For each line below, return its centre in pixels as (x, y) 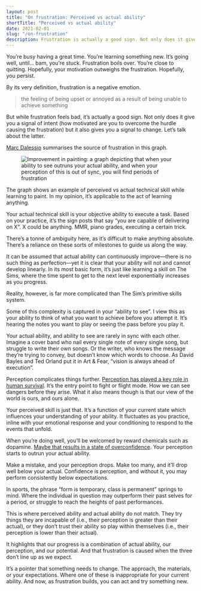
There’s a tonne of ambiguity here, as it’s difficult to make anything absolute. (100, 238)
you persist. (21, 76)
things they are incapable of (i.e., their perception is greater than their (92, 520)
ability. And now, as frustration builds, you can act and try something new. (97, 581)
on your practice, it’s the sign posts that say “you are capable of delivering (98, 220)
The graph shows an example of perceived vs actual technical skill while (95, 190)
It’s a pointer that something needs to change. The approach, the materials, (99, 569)
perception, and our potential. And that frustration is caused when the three (99, 551)
